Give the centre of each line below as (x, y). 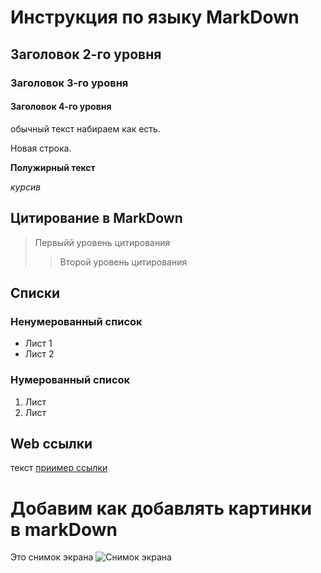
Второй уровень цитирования (123, 262)
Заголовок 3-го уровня (69, 83)
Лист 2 (39, 354)
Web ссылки (51, 443)
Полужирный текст (53, 167)
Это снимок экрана (52, 557)
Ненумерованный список (76, 321)
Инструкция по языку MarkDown (155, 17)
